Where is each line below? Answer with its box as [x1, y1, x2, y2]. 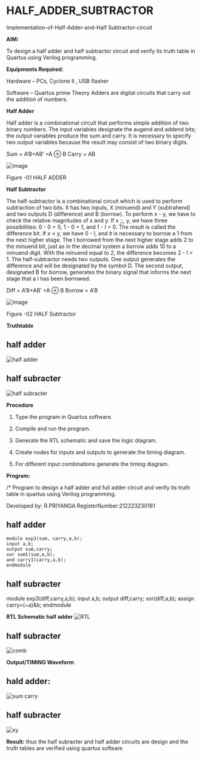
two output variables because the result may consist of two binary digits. [6, 138, 189, 146]
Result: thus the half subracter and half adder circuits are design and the [6, 738, 189, 745]
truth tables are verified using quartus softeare [6, 744, 123, 751]
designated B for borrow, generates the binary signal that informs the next [6, 268, 191, 275]
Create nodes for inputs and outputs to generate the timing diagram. [15, 448, 186, 456]
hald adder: [6, 676, 50, 687]
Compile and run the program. [15, 425, 91, 432]
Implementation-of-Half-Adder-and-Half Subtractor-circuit [6, 24, 153, 31]
